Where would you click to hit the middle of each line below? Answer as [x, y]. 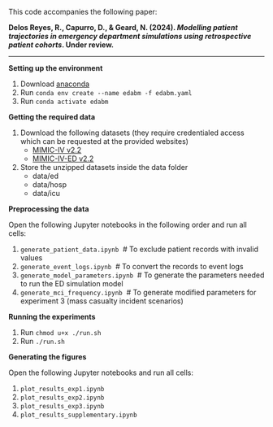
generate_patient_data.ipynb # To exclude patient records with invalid [139, 249]
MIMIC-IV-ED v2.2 [63, 159]
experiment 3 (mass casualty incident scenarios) [102, 301]
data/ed [45, 176]
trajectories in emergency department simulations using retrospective [130, 36]
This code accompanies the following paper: [83, 12]
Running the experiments [52, 317]
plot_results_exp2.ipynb [62, 398]
